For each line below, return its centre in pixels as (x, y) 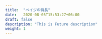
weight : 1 (16, 29)
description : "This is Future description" (52, 24)
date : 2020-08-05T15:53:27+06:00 (42, 15)
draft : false (19, 19)
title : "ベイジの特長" (28, 10)
